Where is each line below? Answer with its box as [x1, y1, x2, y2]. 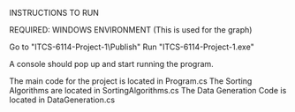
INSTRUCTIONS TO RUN [9, 8, 100, 18]
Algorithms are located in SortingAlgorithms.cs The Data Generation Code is [9, 86, 287, 95]
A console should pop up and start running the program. [9, 59, 214, 69]
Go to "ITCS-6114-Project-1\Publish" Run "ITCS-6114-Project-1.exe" [9, 41, 254, 52]
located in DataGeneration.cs [9, 94, 116, 105]
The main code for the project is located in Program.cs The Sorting [9, 76, 253, 86]
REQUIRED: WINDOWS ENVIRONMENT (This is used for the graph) [9, 25, 253, 34]
